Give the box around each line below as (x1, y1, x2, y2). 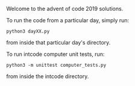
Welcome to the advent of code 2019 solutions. (6, 5, 124, 12)
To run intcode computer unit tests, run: (6, 51, 105, 58)
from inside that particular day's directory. (6, 39, 111, 46)
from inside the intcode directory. (6, 73, 89, 80)
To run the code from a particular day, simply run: (6, 17, 130, 23)
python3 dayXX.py (6, 28, 50, 34)
